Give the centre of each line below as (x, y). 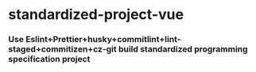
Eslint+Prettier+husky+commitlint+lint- (103, 40)
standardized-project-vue (96, 15)
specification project (49, 59)
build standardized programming (183, 49)
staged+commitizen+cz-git (62, 49)
